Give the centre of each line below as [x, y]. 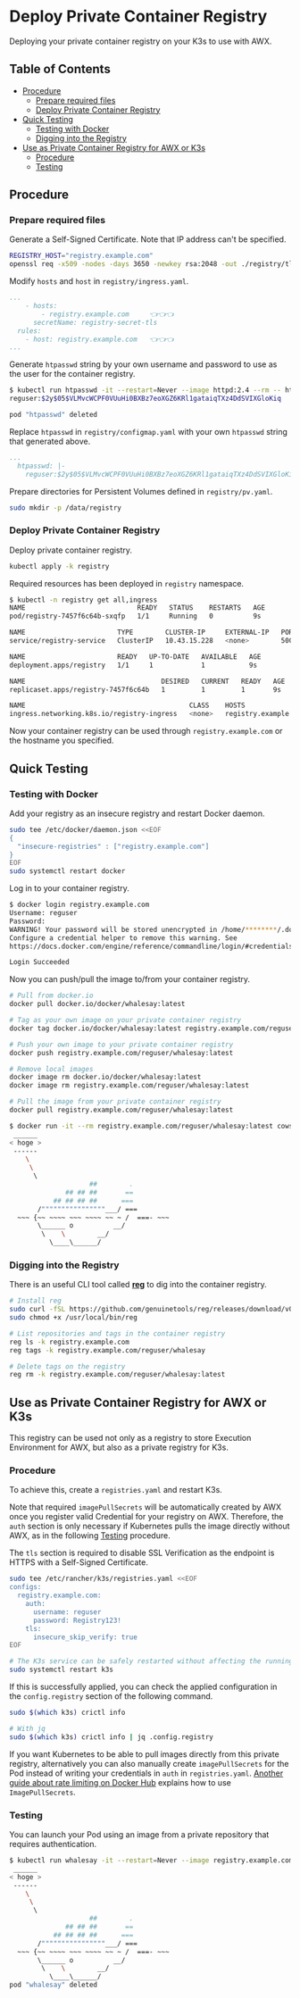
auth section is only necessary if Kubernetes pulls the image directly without [150, 1526]
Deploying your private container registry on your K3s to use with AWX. [141, 41]
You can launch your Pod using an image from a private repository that [139, 1835]
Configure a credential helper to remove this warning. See [124, 938]
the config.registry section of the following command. [111, 1696]
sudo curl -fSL [37, 1310]
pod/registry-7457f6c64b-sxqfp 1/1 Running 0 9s [135, 616]
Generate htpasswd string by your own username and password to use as [143, 364]
